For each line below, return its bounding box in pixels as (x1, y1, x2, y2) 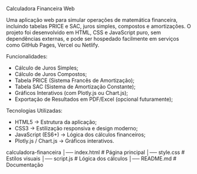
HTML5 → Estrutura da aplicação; (14, 119, 97, 126)
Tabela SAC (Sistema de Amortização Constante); (14, 83, 136, 90)
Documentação (6, 162, 44, 168)
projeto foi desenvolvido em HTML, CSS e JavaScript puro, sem (6, 29, 161, 36)
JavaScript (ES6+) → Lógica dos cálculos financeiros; (14, 131, 146, 138)
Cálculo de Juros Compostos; (14, 71, 87, 77)
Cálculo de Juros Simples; (14, 64, 78, 71)
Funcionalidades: (6, 53, 48, 60)
